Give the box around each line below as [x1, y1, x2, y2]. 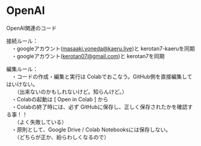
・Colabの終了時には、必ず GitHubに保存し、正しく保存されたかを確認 [11, 103, 188, 110]
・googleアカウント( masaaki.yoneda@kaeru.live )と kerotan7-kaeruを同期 [11, 45, 195, 52]
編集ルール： [6, 65, 38, 73]
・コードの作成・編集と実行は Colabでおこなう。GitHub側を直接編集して [11, 73, 193, 80]
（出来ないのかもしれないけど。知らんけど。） [16, 88, 128, 95]
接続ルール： [6, 37, 38, 44]
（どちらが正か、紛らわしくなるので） [16, 133, 110, 141]
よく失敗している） [19, 118, 68, 125]
